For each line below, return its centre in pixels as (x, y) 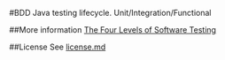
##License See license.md (58, 47)
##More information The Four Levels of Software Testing (113, 30)
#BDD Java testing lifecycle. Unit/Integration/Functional (110, 13)
